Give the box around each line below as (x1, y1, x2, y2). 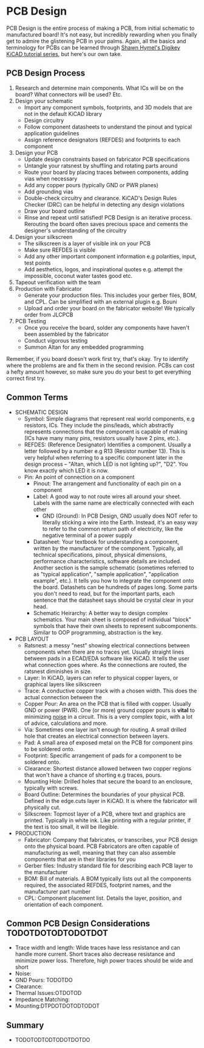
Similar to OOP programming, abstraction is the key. (33, 629, 163, 636)
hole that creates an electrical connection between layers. (24, 732, 170, 740)
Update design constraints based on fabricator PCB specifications (24, 155, 190, 163)
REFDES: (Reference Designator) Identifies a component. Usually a (24, 441, 191, 448)
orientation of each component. (24, 900, 104, 908)
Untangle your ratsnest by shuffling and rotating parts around (24, 162, 178, 169)
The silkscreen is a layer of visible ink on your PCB (24, 240, 151, 247)
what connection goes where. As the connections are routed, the (24, 661, 187, 668)
